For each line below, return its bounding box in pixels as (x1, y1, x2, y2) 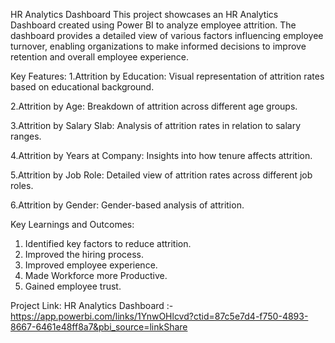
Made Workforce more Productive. (24, 270, 168, 281)
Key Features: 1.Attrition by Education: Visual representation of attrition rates (10, 70, 325, 82)
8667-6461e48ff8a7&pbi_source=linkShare (10, 321, 188, 333)
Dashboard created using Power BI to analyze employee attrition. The (10, 19, 297, 31)
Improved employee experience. (24, 259, 158, 271)
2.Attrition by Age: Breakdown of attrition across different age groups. (10, 100, 298, 112)
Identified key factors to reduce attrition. (24, 238, 192, 249)
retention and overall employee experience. (10, 51, 190, 63)
